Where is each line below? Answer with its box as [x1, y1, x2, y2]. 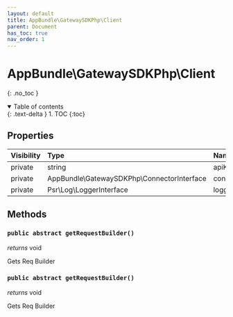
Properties [7, 130, 54, 142]
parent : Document [7, 23, 58, 30]
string [47, 162, 67, 172]
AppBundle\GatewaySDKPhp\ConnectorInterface [47, 173, 207, 183]
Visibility [10, 150, 41, 160]
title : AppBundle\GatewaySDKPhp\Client [7, 17, 123, 24]
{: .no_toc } [7, 89, 39, 97]
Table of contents [13, 102, 64, 111]
